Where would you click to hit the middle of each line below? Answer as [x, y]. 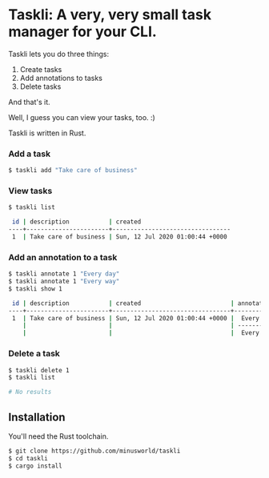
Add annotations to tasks [61, 78]
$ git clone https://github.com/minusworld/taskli [94, 451]
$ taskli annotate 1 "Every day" [64, 274]
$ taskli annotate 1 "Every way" [64, 282]
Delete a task [34, 354]
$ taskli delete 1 [39, 370]
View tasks [30, 191]
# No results [30, 392]
